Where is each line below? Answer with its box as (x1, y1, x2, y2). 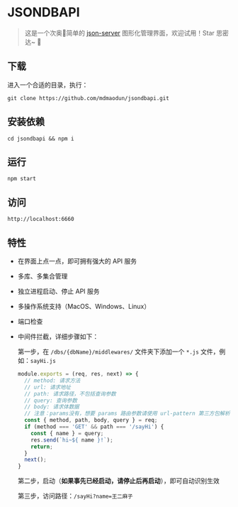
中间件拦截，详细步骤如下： (17, 332, 99, 341)
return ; (30, 443, 53, 450)
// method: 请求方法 (24, 377, 81, 384)
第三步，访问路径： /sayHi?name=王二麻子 (17, 491, 133, 501)
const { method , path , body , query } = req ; (24, 417, 158, 424)
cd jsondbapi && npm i (7, 135, 74, 142)
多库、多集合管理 (17, 272, 68, 280)
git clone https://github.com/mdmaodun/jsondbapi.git (7, 94, 170, 102)
